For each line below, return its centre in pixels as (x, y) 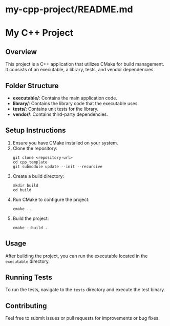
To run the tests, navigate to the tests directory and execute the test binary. (85, 290)
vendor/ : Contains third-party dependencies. (60, 114)
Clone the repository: (35, 148)
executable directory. (28, 261)
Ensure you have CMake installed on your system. (65, 142)
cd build (22, 190)
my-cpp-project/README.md (69, 9)
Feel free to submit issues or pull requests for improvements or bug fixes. (82, 318)
